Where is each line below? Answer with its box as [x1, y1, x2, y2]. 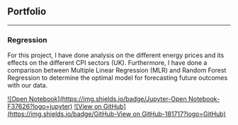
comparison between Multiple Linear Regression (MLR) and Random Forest [7, 66, 227, 75]
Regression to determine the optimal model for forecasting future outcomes [7, 73, 228, 82]
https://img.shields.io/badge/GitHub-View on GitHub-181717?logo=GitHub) [9, 109, 227, 119]
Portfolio [7, 6, 47, 18]
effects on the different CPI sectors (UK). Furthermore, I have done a [7, 59, 208, 67]
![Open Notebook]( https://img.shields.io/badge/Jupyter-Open [7, 95, 188, 103]
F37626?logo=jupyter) [7, 102, 73, 111]
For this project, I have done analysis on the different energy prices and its [7, 51, 225, 59]
